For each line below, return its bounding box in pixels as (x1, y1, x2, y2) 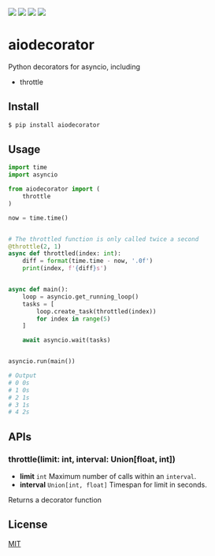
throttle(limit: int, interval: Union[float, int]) (8, 454, 176, 465)
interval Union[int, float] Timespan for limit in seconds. (19, 480, 207, 489)
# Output (8, 372, 37, 380)
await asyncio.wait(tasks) (22, 336, 111, 344)
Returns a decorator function (8, 495, 102, 504)
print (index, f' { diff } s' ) (22, 265, 108, 272)
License (8, 518, 48, 532)
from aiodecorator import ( (8, 185, 101, 193)
